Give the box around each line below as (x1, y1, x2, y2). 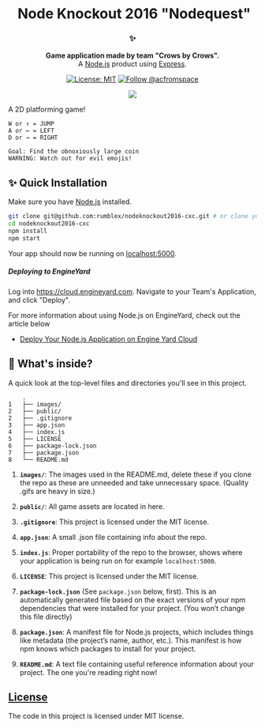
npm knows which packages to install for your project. (19, 643, 196, 653)
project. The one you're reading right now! (19, 667, 158, 677)
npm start (8, 234, 41, 242)
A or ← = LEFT (8, 127, 55, 135)
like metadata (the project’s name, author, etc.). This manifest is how (19, 636, 242, 645)
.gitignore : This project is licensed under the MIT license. (19, 517, 210, 526)
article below (8, 319, 50, 328)
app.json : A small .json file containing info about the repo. (19, 532, 207, 541)
